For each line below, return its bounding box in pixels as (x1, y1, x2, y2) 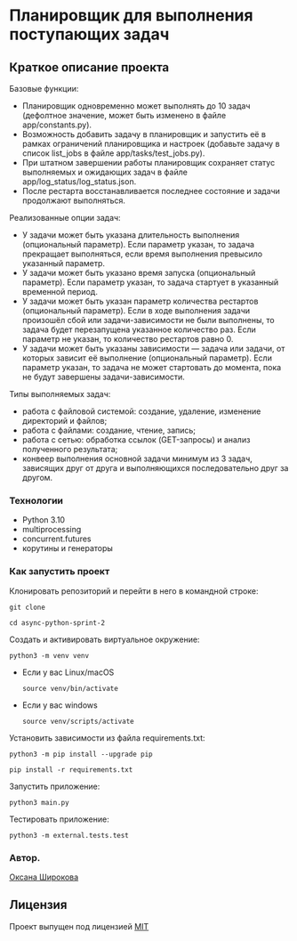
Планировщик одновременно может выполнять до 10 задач (21, 101, 251, 111)
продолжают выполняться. (21, 195, 126, 206)
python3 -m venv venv (9, 651, 90, 660)
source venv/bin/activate (21, 684, 118, 693)
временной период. (21, 287, 98, 296)
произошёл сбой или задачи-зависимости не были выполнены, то (21, 315, 275, 325)
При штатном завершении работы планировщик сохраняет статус (21, 158, 276, 167)
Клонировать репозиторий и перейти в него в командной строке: (9, 585, 259, 596)
